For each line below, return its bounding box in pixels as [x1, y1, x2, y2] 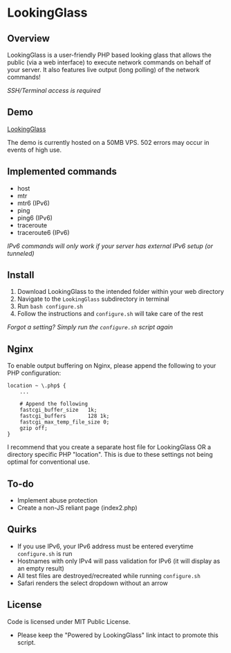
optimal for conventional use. [7, 458, 90, 466]
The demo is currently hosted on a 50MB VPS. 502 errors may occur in [7, 138, 210, 146]
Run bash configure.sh [17, 302, 83, 311]
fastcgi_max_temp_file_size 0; [19, 419, 110, 426]
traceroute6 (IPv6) [17, 228, 71, 236]
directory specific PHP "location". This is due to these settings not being [7, 451, 213, 459]
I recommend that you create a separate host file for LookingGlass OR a [7, 443, 212, 451]
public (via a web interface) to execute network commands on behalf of [7, 58, 211, 67]
